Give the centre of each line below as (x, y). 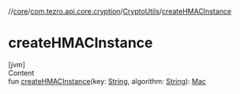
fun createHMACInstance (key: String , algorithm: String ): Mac (107, 81)
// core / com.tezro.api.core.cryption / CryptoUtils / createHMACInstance (120, 11)
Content (21, 73)
